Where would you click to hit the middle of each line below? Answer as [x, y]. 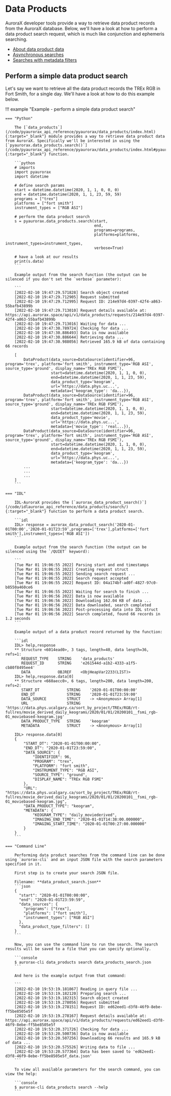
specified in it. [24, 864]
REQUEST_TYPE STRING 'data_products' [68, 659]
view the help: [21, 1074]
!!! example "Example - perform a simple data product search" [70, 109]
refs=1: [13, 654]
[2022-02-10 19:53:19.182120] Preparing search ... [70, 993]
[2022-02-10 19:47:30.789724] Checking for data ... [72, 328]
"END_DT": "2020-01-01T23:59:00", [60, 748]
